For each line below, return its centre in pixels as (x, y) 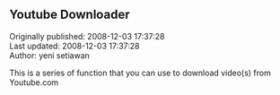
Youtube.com (34, 82)
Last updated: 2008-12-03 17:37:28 (75, 46)
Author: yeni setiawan (49, 55)
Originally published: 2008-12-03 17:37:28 (87, 36)
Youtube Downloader (70, 15)
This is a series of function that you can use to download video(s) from (140, 73)
